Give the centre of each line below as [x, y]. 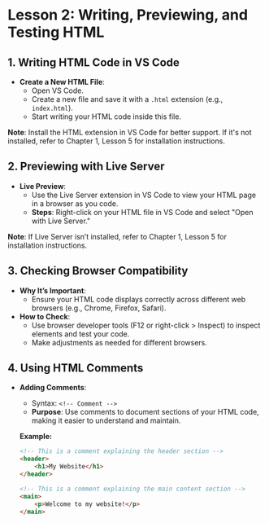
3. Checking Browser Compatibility [98, 271]
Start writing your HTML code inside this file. [106, 116]
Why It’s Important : [52, 290]
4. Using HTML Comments [76, 368]
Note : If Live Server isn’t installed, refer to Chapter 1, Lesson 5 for [117, 236]
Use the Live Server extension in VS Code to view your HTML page [144, 195]
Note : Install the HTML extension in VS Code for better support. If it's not [130, 132]
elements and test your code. [80, 334]
